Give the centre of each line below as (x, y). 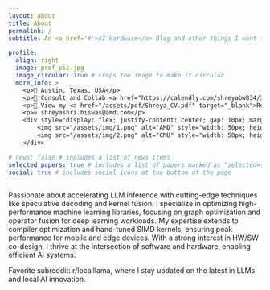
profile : (23, 53)
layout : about (32, 16)
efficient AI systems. (42, 255)
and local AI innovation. (47, 280)
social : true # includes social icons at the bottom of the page (120, 172)
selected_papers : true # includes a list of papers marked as (115, 165)
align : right (37, 60)
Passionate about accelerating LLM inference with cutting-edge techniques (133, 195)
